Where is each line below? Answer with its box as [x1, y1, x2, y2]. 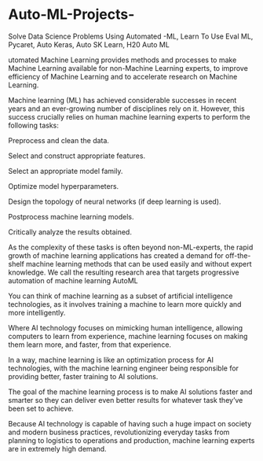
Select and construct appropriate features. [8, 151, 146, 160]
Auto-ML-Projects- [8, 6, 135, 24]
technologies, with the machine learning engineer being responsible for [8, 363, 239, 373]
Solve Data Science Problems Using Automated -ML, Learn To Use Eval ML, [8, 31, 254, 41]
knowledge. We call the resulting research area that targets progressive [8, 267, 239, 277]
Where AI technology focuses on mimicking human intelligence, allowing [8, 323, 243, 332]
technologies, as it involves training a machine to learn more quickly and [8, 299, 242, 308]
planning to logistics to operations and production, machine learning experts [8, 435, 255, 445]
